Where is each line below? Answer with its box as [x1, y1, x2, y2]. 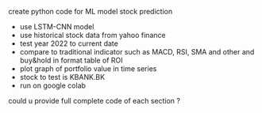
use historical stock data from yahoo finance [19, 31, 166, 40]
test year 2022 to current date [19, 39, 119, 48]
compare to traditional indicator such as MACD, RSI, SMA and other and [19, 47, 255, 56]
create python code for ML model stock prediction [8, 7, 173, 16]
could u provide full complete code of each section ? [8, 96, 181, 105]
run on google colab [19, 81, 86, 90]
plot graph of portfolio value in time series [19, 64, 157, 73]
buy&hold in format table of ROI [19, 55, 123, 65]
